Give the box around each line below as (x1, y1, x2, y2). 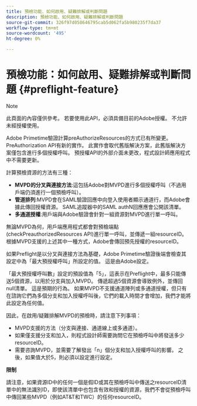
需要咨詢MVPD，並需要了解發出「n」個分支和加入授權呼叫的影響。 (14, 346, 177, 353)
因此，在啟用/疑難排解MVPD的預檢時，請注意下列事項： (6, 312, 142, 319)
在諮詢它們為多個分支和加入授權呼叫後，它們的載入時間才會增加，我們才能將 (6, 292, 191, 299)
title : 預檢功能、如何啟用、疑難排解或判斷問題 (6, 8, 108, 15)
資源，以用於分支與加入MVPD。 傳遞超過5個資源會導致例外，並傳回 (19, 277, 183, 285)
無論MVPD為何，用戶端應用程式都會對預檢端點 (6, 223, 119, 230)
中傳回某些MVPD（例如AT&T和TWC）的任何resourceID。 (6, 393, 145, 400)
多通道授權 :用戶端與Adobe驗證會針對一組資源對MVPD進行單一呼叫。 (14, 211, 181, 218)
